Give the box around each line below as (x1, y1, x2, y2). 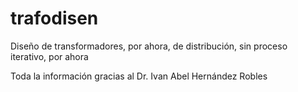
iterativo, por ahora (10, 50, 89, 62)
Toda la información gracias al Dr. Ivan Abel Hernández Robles (10, 70, 268, 82)
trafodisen (10, 7, 99, 30)
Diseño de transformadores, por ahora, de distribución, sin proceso (10, 40, 288, 52)
